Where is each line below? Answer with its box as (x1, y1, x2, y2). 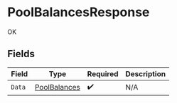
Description (125, 68, 166, 78)
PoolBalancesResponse (7, 4, 150, 20)
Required (87, 68, 119, 78)
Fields (7, 48, 36, 60)
